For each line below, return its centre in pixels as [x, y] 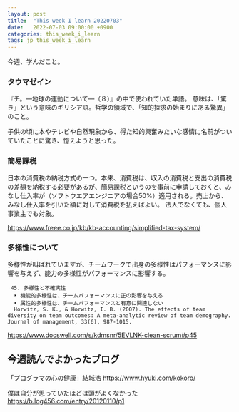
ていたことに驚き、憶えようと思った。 [63, 140]
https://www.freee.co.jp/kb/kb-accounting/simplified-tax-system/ [104, 227]
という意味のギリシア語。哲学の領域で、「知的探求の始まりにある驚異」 [124, 108]
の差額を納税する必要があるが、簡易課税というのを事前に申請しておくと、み [119, 187]
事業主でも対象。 [32, 213]
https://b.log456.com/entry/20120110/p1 [66, 401]
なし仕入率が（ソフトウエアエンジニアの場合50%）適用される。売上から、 [117, 195]
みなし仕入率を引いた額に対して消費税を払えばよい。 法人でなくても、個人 [117, 205]
